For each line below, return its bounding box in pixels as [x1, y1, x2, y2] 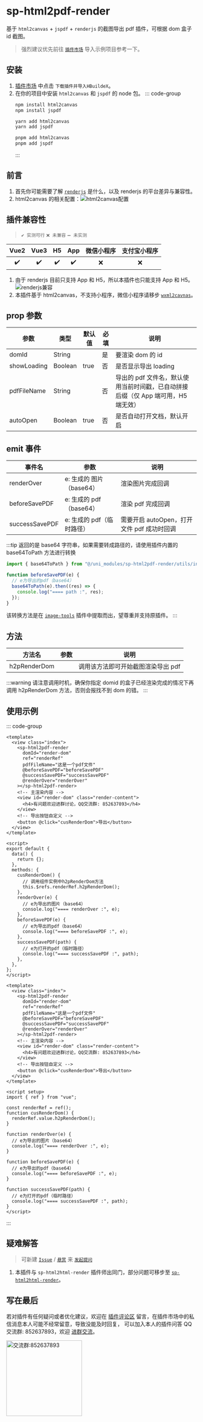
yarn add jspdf [14, 124, 54, 130]
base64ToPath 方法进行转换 [6, 549, 76, 556]
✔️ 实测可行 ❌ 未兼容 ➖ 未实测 [21, 232, 88, 238]
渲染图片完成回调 [120, 479, 169, 488]
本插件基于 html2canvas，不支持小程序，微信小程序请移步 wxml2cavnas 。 [14, 291, 196, 298]
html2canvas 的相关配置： [14, 195, 80, 202]
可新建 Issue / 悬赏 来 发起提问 [21, 1256, 92, 1263]
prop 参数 [6, 310, 42, 321]
